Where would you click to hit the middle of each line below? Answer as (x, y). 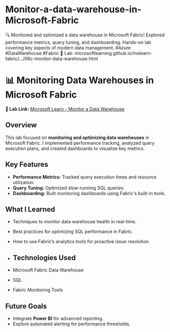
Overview (21, 125)
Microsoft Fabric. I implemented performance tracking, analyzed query (80, 143)
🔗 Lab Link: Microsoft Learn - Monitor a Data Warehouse (65, 109)
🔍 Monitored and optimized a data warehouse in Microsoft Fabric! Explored (85, 35)
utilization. (24, 182)
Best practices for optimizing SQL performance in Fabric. (73, 231)
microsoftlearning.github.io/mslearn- (113, 53)
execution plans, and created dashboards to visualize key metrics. (75, 148)
